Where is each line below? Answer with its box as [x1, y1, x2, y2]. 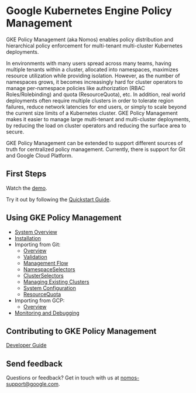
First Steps [6, 169, 47, 179]
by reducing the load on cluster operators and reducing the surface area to [6, 122, 187, 129]
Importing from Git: [14, 241, 61, 248]
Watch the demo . [6, 184, 48, 192]
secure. [6, 128, 25, 135]
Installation [14, 234, 42, 241]
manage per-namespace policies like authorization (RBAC [6, 84, 145, 91]
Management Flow [23, 259, 68, 266]
